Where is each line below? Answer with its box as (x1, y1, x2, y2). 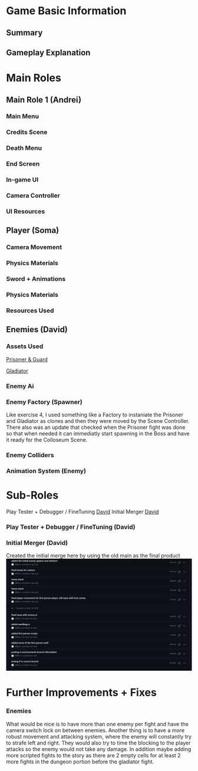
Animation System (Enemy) (6, 467, 87, 475)
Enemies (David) (6, 324, 68, 334)
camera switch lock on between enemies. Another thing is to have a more (6, 727, 184, 734)
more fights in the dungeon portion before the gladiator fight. (6, 758, 154, 765)
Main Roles (6, 71, 62, 85)
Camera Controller (6, 192, 60, 200)
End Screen (6, 160, 40, 168)
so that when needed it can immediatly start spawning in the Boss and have (6, 429, 190, 437)
